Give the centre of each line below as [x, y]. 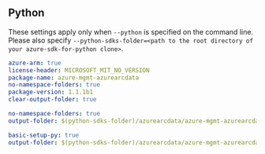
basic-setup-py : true [44, 135]
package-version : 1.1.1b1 [50, 92]
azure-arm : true [35, 63]
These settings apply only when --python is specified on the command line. [131, 31]
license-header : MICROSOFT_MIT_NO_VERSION [79, 70]
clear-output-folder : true [52, 100]
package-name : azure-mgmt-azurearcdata [74, 78]
